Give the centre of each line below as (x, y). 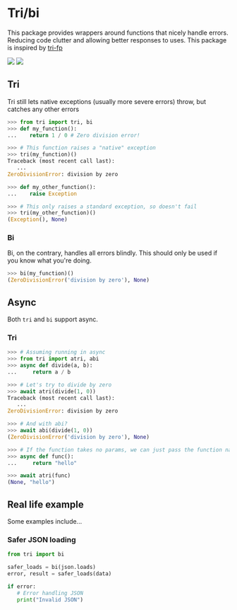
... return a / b (39, 372)
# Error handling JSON (50, 593)
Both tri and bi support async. (53, 319)
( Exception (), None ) (38, 220)
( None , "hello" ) (31, 483)
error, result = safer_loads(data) (60, 574)
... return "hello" (42, 463)
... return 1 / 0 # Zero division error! (74, 135)
